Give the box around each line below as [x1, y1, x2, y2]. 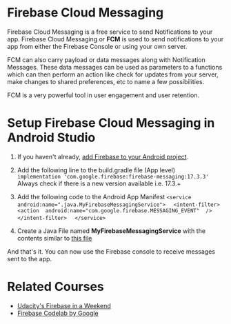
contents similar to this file [17, 234, 92, 242]
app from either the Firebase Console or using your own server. [7, 42, 188, 50]
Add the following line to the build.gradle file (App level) [17, 165, 176, 174]
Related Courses [7, 279, 105, 294]
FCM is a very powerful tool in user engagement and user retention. [7, 91, 200, 99]
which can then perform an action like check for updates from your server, [7, 70, 219, 79]
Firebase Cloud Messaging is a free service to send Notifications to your [7, 28, 213, 36]
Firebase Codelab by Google [17, 309, 99, 317]
